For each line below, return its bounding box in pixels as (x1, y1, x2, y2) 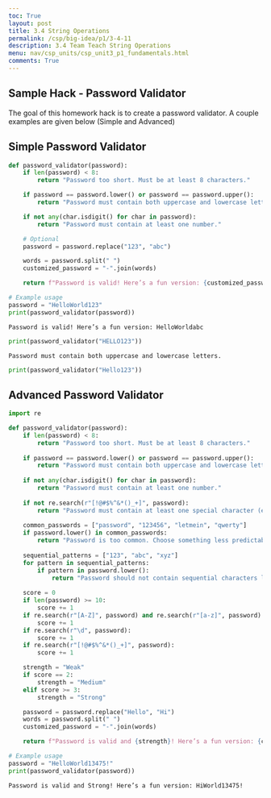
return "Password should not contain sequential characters (51, 574, 258, 582)
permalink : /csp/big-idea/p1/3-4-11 (8, 34, 131, 43)
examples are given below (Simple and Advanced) (8, 116, 176, 126)
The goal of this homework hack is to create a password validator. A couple (8, 108, 260, 118)
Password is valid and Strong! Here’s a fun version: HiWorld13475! (8, 781, 244, 790)
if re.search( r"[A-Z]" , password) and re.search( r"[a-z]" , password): (23, 611, 265, 619)
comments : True (8, 57, 60, 65)
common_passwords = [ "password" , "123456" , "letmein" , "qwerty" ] (23, 522, 248, 530)
